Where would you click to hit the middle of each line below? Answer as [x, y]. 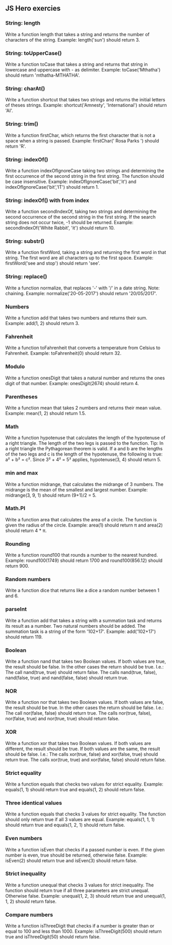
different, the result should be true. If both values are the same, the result [83, 749]
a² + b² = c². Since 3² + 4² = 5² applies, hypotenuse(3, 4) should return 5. [83, 460]
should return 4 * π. [26, 530]
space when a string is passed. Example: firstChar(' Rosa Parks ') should [82, 140]
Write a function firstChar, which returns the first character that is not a [80, 135]
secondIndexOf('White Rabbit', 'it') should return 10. [60, 228]
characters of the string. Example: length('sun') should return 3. [73, 40]
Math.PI [15, 508]
